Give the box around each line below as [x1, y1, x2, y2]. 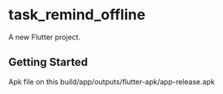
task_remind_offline [8, 6, 146, 24]
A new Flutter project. [8, 32, 81, 42]
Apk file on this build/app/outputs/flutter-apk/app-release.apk [8, 76, 215, 86]
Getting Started [8, 55, 88, 69]
